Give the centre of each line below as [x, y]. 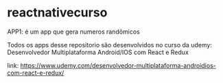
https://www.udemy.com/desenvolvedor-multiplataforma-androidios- [118, 65]
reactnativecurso [57, 13]
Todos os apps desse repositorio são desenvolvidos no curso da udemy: [110, 45]
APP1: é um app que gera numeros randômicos [74, 32]
